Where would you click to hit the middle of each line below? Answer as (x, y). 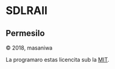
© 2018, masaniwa (29, 48)
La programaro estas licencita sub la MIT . (57, 60)
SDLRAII (27, 11)
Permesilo (25, 33)
